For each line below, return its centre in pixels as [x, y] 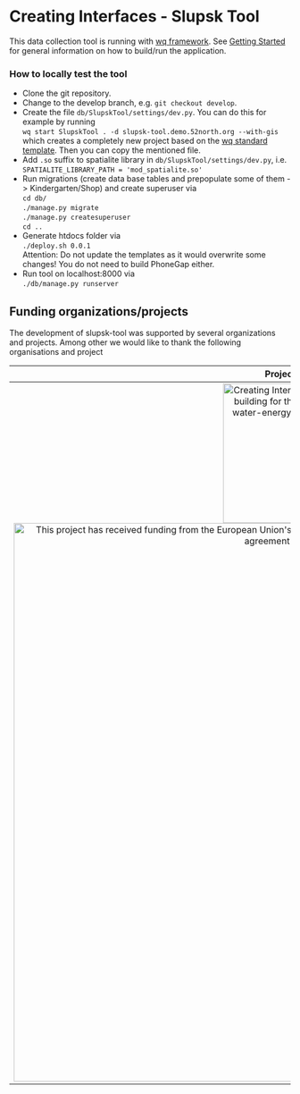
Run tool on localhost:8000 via [79, 273]
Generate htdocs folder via [71, 236]
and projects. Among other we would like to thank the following [125, 342]
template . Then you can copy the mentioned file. [111, 150]
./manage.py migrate [60, 208]
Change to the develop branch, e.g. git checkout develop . [129, 103]
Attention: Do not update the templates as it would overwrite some [144, 255]
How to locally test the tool [68, 73]
